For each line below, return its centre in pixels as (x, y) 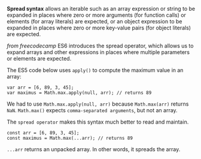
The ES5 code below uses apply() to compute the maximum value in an (95, 70)
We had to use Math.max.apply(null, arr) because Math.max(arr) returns (98, 104)
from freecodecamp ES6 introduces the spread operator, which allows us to (100, 46)
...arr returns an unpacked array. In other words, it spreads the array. (94, 149)
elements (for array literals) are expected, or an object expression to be (95, 21)
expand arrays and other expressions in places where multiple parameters (98, 52)
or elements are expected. (39, 58)
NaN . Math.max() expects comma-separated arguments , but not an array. (92, 110)
